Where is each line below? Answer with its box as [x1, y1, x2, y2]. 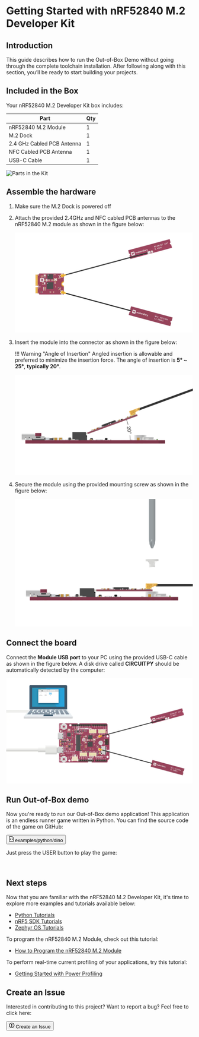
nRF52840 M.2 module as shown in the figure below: [14, 220, 145, 227]
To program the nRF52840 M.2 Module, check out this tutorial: [6, 935, 159, 943]
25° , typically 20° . [14, 362, 61, 369]
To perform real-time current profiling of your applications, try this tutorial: [6, 959, 188, 966]
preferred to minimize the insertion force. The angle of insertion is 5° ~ [14, 356, 188, 363]
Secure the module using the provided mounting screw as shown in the [14, 480, 189, 488]
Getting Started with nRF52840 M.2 [6, 4, 185, 18]
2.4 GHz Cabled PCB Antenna [8, 140, 82, 147]
